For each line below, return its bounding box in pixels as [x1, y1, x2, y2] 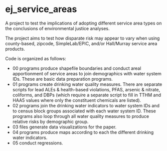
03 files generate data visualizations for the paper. [12, 124, 117, 130]
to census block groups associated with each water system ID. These [12, 108, 156, 114]
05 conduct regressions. [12, 139, 64, 146]
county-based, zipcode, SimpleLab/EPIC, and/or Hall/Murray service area [5, 40, 157, 46]
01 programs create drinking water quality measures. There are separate [12, 81, 162, 87]
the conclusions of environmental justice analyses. [5, 25, 110, 31]
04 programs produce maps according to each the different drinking [12, 129, 154, 135]
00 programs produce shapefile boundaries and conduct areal [12, 65, 141, 71]
